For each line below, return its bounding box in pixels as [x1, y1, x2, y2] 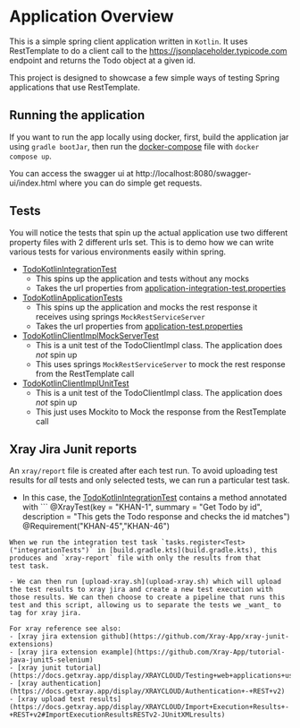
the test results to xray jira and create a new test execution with [9, 585, 274, 595]
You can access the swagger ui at [9, 167, 134, 178]
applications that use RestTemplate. [9, 81, 141, 92]
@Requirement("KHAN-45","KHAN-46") [21, 521, 171, 532]
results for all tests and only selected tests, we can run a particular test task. [9, 475, 290, 485]
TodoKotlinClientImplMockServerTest [21, 330, 159, 341]
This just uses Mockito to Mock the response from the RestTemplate [35, 406, 287, 417]
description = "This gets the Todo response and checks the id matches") [21, 511, 290, 522]
